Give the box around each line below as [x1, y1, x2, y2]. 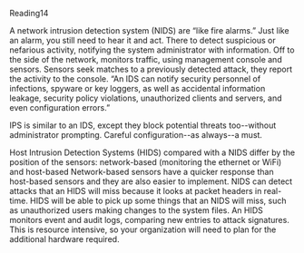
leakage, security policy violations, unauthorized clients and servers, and [9, 92, 282, 103]
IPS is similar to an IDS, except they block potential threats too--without [9, 120, 277, 131]
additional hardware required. [9, 234, 120, 244]
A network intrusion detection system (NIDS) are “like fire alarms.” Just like [9, 25, 289, 35]
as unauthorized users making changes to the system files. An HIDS [9, 205, 263, 216]
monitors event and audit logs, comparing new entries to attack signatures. [9, 215, 290, 225]
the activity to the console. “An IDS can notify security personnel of [9, 73, 261, 84]
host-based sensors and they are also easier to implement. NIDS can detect [9, 176, 293, 187]
